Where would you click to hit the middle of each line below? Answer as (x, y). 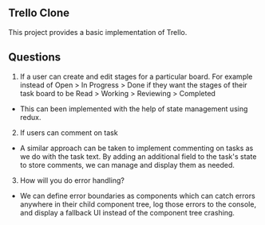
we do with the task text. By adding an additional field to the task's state (138, 156)
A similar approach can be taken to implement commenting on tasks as (136, 148)
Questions (35, 58)
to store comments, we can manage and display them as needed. (127, 165)
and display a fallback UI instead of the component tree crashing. (127, 212)
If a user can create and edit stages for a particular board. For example (136, 76)
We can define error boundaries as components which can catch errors (137, 196)
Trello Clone (39, 13)
